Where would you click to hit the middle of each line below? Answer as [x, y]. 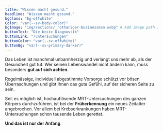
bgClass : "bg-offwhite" [29, 18]
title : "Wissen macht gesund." [37, 9]
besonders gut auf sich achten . [37, 69]
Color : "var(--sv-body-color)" [37, 23]
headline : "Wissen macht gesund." [40, 14]
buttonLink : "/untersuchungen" [37, 37]
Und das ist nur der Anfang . [33, 123]
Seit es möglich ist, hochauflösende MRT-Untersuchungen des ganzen [76, 98]
